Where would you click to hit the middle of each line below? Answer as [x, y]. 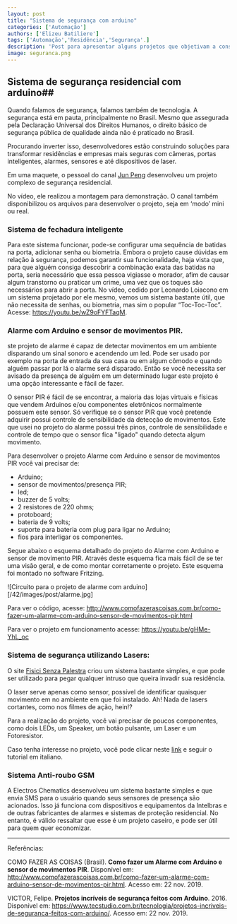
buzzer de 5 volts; [44, 499]
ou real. [18, 211]
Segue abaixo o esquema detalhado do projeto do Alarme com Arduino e [113, 551]
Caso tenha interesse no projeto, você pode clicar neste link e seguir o [110, 749]
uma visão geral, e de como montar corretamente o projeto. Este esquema [115, 566]
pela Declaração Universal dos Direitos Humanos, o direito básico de [107, 125]
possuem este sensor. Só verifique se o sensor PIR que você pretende [109, 412]
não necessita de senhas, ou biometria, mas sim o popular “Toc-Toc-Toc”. [115, 304]
